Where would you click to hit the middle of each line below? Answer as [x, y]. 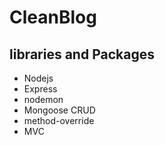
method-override [59, 120]
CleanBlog [53, 17]
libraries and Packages [82, 54]
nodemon [43, 99]
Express [40, 89]
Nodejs [38, 78]
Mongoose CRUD [59, 110]
